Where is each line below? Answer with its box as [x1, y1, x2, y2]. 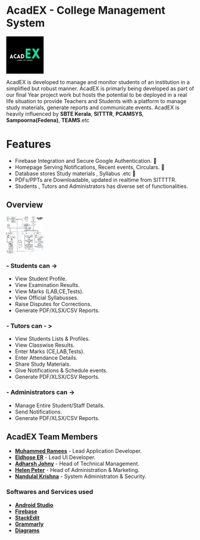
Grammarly [14, 520, 44, 527]
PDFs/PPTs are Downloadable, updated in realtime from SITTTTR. [14, 176, 177, 183]
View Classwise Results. [14, 341, 75, 349]
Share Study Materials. [14, 360, 71, 368]
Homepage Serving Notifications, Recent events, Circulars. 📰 [14, 163, 165, 171]
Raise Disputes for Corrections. [14, 300, 92, 307]
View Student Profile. [14, 275, 67, 282]
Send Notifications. [14, 408, 63, 415]
